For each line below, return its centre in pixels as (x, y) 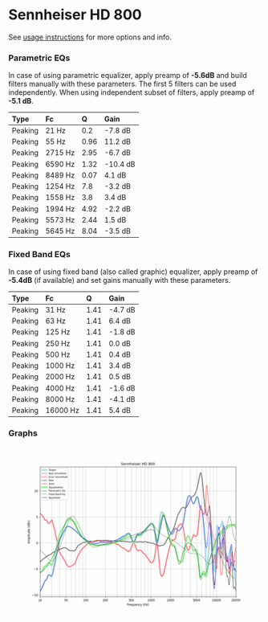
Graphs (23, 433)
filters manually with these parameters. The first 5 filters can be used (122, 84)
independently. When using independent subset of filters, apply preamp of (132, 92)
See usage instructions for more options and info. (90, 37)
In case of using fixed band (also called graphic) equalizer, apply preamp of (133, 272)
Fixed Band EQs (39, 254)
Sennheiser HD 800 (75, 15)
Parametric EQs (39, 58)
